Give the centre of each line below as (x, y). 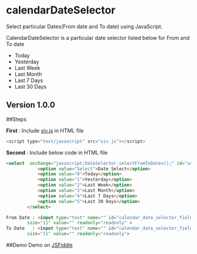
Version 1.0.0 (31, 105)
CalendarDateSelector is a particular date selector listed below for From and (98, 38)
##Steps (16, 119)
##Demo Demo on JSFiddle (40, 245)
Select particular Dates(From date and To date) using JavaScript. (84, 26)
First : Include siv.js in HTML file (45, 130)
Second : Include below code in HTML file (57, 153)
